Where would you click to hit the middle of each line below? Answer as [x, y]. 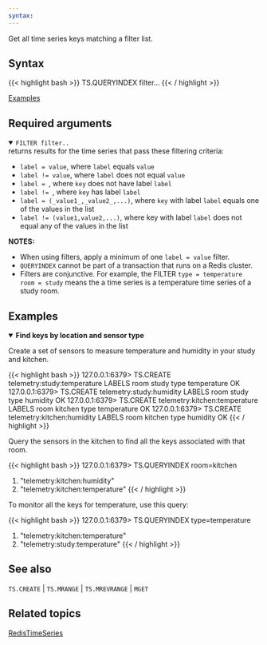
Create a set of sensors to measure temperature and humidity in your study [132, 351]
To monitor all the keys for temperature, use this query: [98, 505]
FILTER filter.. [43, 143]
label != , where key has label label [80, 192]
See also [30, 569]
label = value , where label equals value [87, 167]
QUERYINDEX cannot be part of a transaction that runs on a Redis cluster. [136, 265]
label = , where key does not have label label [96, 184]
